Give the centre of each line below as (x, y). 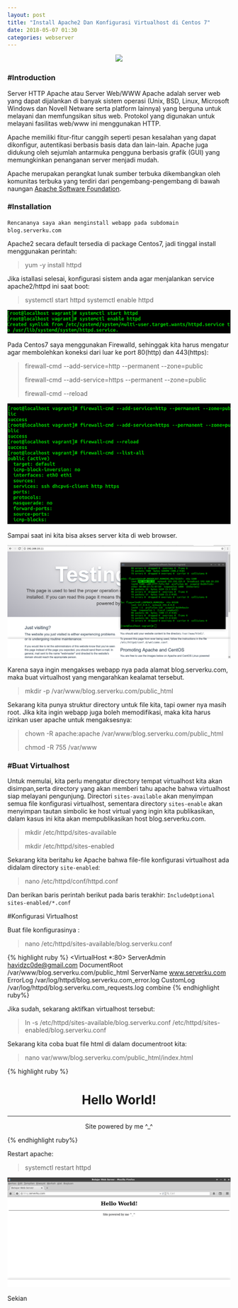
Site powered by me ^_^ (119, 1126)
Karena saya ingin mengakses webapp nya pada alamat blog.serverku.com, (118, 670)
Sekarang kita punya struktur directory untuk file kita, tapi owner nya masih (117, 704)
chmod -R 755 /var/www (61, 747)
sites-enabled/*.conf (39, 903)
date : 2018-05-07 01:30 (42, 30)
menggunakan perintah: (42, 251)
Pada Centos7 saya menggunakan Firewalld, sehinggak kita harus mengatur (118, 345)
